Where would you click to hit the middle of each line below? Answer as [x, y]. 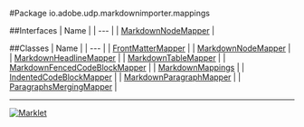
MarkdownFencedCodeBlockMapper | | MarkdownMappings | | [127, 68]
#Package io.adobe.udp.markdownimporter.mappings [110, 13]
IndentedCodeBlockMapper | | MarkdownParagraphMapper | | [125, 77]
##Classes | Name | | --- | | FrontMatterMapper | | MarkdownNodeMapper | [150, 48]
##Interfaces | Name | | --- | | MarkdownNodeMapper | [112, 30]
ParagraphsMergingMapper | [63, 87]
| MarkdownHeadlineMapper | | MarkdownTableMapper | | [118, 58]
